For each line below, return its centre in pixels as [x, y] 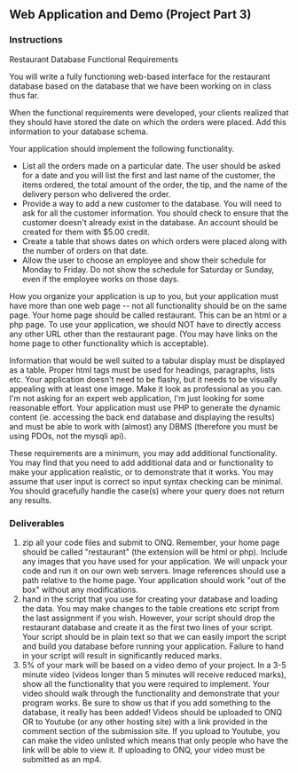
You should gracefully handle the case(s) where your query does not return [147, 491]
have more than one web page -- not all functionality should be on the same [148, 305]
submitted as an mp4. [62, 759]
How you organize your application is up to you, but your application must [144, 296]
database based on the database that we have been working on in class [141, 86]
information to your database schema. [79, 131]
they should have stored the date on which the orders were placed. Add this [148, 122]
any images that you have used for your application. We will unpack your [155, 561]
